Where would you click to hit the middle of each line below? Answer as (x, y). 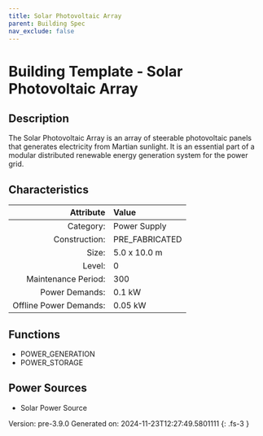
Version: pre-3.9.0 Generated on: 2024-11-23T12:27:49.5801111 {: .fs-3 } (129, 423)
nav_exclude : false (42, 31)
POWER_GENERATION (57, 354)
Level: (94, 266)
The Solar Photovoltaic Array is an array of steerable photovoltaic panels (130, 138)
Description (39, 118)
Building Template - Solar (96, 71)
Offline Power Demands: (59, 306)
